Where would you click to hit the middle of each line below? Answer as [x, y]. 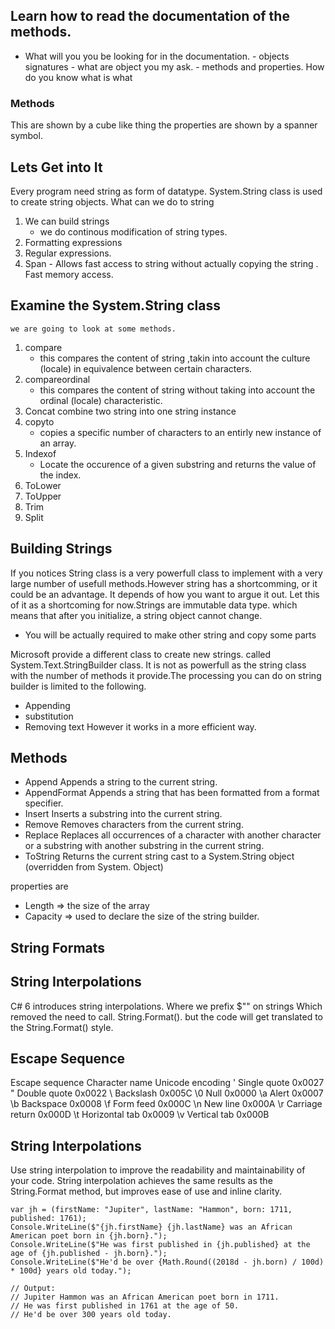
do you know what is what [78, 77]
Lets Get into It [56, 167]
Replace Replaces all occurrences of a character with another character [173, 835]
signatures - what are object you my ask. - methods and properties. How [174, 66]
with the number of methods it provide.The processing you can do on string [166, 675]
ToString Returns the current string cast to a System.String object [159, 856]
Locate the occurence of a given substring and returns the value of [178, 464]
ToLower [43, 485]
